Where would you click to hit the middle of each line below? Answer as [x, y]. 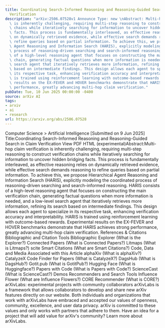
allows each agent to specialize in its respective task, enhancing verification [82, 211]
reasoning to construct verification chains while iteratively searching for [78, 154]
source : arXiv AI [23, 96]
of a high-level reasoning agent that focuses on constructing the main [76, 191]
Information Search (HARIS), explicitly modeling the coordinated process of [81, 180]
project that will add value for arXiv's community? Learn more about [74, 316]
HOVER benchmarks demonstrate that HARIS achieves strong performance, [82, 227]
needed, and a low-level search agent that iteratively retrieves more [74, 201]
